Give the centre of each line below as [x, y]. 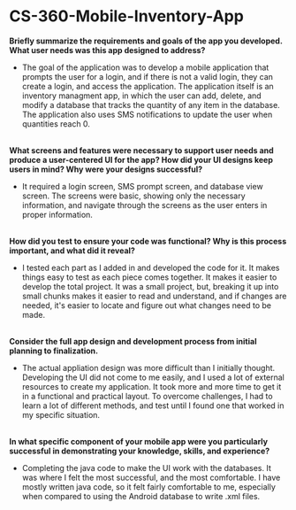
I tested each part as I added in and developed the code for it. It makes [151, 267]
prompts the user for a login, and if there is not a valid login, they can [148, 76]
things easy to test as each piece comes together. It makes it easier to [149, 277]
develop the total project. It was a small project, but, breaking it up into [150, 286]
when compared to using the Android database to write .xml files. [141, 496]
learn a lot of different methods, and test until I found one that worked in [153, 406]
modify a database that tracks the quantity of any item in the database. [151, 104]
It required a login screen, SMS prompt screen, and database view [142, 186]
